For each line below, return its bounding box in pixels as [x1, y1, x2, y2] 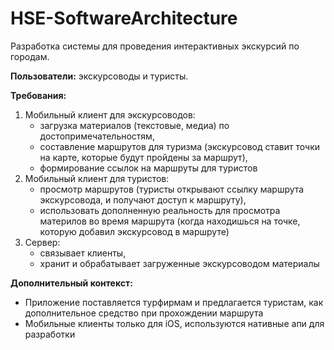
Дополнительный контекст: [10, 277, 133, 289]
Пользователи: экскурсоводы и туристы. [10, 70, 189, 82]
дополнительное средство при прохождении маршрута [24, 307, 264, 319]
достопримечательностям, [39, 130, 155, 142]
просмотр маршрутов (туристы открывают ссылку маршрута [39, 183, 305, 195]
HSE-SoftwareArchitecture [10, 7, 238, 30]
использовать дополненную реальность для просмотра [39, 204, 281, 216]
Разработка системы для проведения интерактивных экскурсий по [10, 40, 300, 52]
